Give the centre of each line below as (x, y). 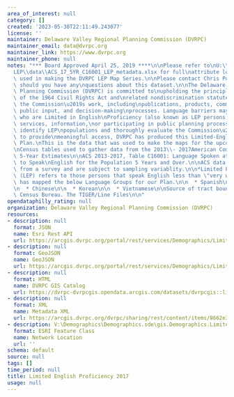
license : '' (24, 33)
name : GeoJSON (34, 260)
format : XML (31, 305)
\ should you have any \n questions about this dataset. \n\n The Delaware (120, 85)
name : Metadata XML (42, 312)
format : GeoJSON (37, 254)
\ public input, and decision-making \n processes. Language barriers (115, 111)
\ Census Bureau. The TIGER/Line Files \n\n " (79, 195)
